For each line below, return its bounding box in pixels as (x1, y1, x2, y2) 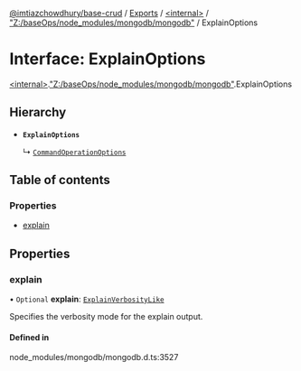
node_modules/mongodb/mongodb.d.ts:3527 (9, 352, 179, 363)
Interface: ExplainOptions (9, 49, 206, 70)
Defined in (9, 331, 50, 342)
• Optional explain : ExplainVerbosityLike (9, 293, 165, 305)
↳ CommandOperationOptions (22, 146, 127, 157)
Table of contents (9, 172, 110, 188)
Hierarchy (9, 105, 67, 120)
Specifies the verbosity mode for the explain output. (9, 311, 203, 322)
